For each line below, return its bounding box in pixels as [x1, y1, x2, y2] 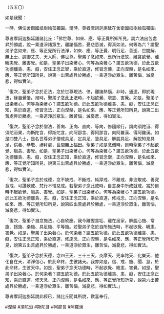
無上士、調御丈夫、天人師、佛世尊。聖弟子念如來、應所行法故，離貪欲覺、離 [5, 54, 159, 60]
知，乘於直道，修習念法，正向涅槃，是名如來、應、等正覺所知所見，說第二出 [5, 107, 159, 112]
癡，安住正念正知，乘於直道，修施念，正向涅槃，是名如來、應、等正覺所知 [5, 236, 155, 242]
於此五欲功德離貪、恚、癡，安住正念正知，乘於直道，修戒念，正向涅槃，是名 [5, 195, 159, 201]
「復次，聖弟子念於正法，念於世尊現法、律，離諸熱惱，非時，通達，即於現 [5, 89, 155, 94]
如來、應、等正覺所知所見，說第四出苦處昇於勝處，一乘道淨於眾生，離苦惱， [5, 201, 159, 207]
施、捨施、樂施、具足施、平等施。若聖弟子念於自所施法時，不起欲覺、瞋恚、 [5, 224, 159, 229]
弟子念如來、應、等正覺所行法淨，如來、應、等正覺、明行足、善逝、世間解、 [5, 48, 159, 53]
